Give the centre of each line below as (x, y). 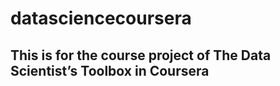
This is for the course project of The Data (141, 55)
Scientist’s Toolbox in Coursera (110, 70)
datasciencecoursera (101, 18)
